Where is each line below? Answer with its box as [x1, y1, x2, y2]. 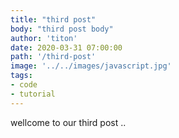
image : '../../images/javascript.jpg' [10, 61, 172, 71]
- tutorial [10, 89, 56, 99]
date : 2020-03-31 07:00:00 [10, 42, 123, 53]
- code [10, 80, 38, 90]
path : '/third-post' [10, 52, 97, 62]
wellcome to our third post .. [10, 116, 127, 128]
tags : [10, 71, 33, 81]
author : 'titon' [10, 33, 78, 43]
